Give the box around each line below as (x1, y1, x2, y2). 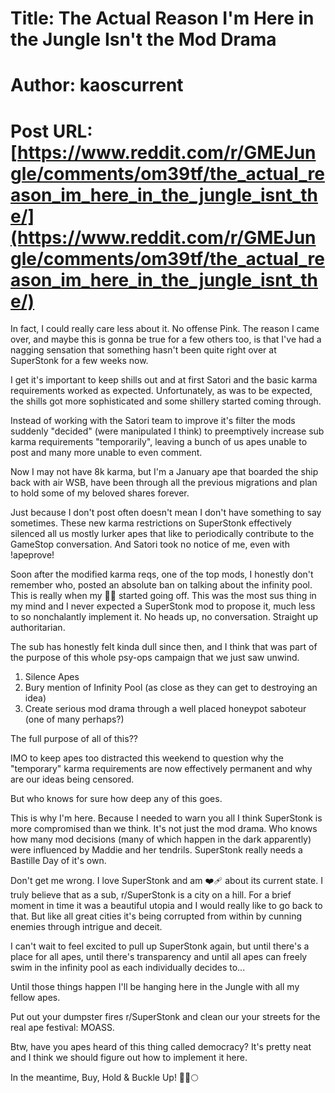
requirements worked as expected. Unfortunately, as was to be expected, (10, 385, 313, 397)
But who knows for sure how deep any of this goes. (10, 793, 223, 805)
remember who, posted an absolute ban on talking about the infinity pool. (10, 579, 313, 591)
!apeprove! (10, 549, 55, 561)
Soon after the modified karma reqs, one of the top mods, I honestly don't (10, 568, 314, 581)
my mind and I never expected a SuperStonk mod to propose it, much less (10, 600, 316, 612)
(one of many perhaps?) (24, 713, 125, 726)
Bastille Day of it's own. (10, 855, 107, 867)
